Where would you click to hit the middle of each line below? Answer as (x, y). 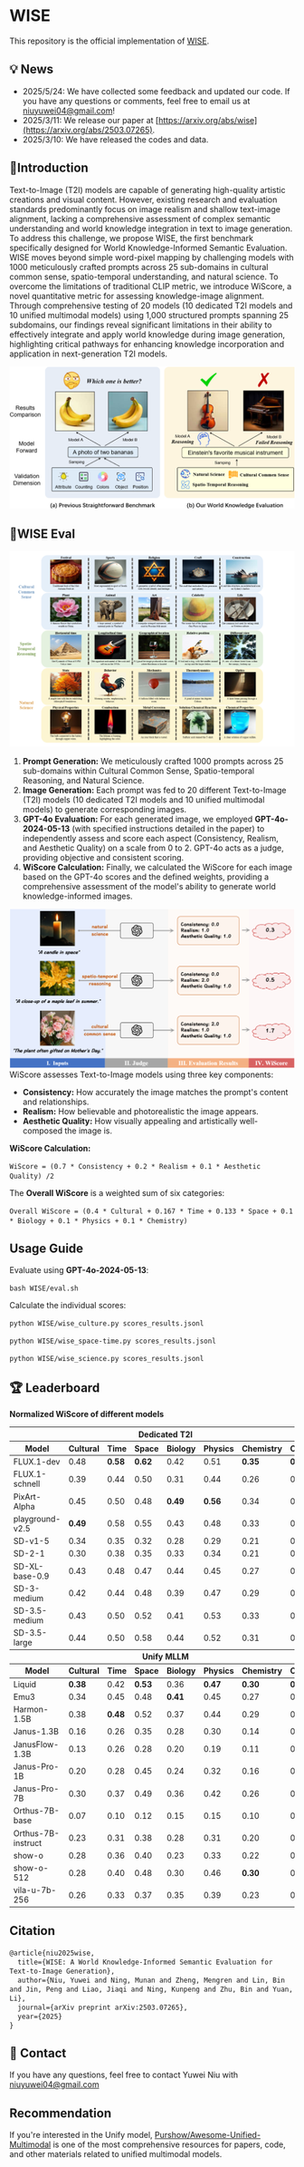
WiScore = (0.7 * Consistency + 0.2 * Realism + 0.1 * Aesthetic (135, 1166)
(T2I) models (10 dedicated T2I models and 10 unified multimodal (143, 800)
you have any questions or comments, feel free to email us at (136, 101)
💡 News (32, 69)
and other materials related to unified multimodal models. (116, 2154)
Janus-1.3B (36, 1732)
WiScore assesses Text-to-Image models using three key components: (142, 1074)
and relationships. (56, 1102)
